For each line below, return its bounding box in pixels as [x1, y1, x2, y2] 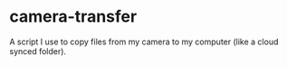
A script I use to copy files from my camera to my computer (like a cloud [9, 36, 279, 47]
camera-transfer [9, 6, 138, 27]
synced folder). [9, 45, 66, 56]
